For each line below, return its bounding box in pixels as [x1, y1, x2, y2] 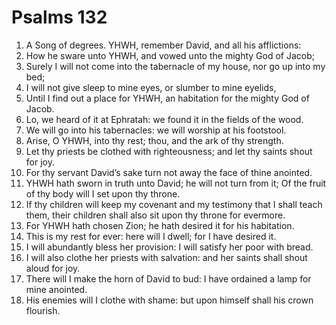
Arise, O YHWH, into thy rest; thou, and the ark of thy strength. [25, 134, 284, 146]
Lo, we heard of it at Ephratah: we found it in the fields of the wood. [25, 113, 304, 125]
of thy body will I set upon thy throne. [25, 187, 181, 200]
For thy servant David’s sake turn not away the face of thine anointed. [25, 166, 313, 178]
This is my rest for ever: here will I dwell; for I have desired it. [25, 230, 277, 242]
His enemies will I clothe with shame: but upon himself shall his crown [25, 294, 314, 306]
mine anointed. [25, 283, 88, 295]
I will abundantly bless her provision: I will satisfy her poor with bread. [25, 241, 314, 253]
